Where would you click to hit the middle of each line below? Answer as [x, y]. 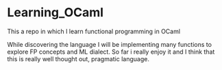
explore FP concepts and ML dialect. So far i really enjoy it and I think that [111, 52]
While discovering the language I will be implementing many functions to [110, 44]
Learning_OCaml [56, 13]
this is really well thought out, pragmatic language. [78, 58]
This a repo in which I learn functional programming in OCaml [94, 31]
